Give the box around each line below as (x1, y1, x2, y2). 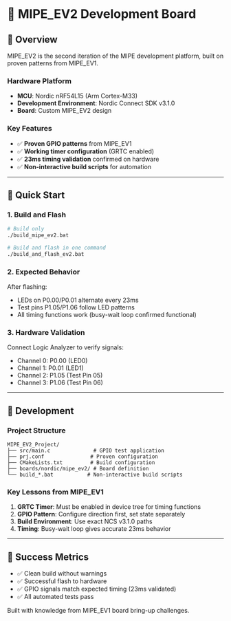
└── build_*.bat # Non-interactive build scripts (7, 471, 184, 479)
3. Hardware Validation (7, 328, 85, 337)
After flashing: (7, 283, 47, 291)
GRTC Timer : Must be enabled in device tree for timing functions (16, 503, 201, 511)
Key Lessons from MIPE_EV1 (7, 487, 104, 497)
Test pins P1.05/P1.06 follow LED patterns (16, 303, 135, 312)
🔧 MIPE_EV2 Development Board (7, 6, 197, 22)
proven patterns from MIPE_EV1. (7, 59, 98, 67)
